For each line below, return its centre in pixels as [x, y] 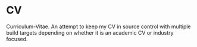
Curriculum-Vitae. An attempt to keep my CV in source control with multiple [99, 26]
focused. [17, 39]
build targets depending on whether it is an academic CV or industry [90, 32]
